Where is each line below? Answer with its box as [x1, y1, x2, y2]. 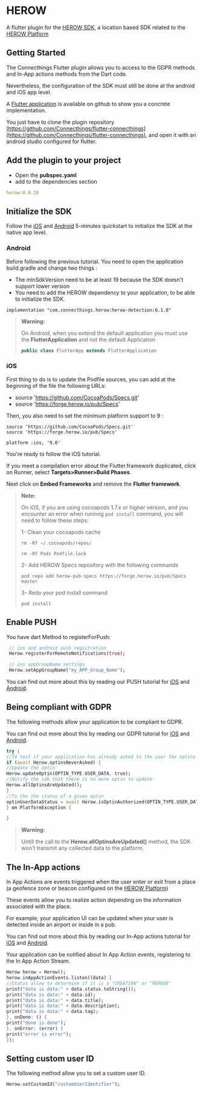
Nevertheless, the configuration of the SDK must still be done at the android [6, 82, 195, 89]
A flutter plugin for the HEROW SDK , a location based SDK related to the [6, 24, 185, 31]
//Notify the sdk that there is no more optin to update [6, 777, 153, 783]
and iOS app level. [6, 89, 52, 96]
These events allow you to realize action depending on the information [6, 897, 181, 904]
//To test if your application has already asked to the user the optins [6, 754, 196, 760]
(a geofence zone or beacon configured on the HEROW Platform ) [6, 884, 169, 892]
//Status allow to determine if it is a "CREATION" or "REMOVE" [6, 980, 172, 986]
